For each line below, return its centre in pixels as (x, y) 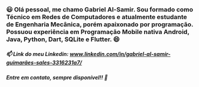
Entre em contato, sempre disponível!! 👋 (57, 77)
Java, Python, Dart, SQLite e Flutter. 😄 (63, 39)
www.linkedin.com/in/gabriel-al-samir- (120, 54)
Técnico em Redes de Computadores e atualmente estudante (97, 17)
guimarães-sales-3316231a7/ (44, 63)
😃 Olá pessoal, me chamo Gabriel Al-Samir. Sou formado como (100, 10)
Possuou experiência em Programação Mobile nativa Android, (98, 32)
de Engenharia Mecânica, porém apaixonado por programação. (100, 24)
